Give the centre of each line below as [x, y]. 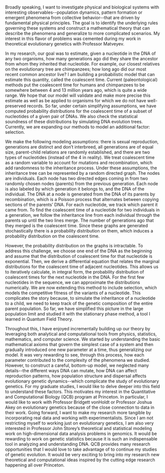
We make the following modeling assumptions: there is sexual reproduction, [82, 142]
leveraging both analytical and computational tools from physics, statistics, [81, 334]
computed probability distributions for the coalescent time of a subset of [79, 111]
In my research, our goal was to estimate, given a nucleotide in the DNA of [81, 53]
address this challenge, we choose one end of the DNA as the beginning [79, 251]
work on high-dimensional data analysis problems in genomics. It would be [81, 434]
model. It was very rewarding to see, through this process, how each [75, 355]
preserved [16, 106]
